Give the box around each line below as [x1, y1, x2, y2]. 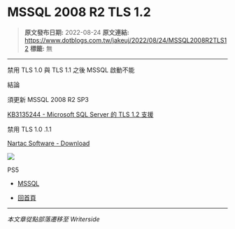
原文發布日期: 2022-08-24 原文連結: [24, 28, 129, 36]
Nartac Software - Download [7, 139, 90, 147]
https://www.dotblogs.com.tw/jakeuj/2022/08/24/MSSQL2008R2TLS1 [24, 36, 227, 44]
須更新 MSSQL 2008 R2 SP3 [7, 95, 89, 103]
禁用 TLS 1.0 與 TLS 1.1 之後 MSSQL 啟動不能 [7, 66, 135, 74]
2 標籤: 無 [24, 44, 52, 52]
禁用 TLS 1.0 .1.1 [7, 125, 52, 133]
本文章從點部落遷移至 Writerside [7, 214, 100, 223]
